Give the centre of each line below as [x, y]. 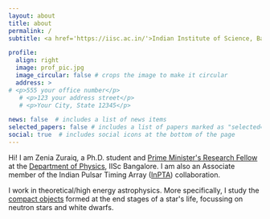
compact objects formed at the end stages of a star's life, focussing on [126, 199]
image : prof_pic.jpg [50, 68]
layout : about [32, 16]
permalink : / [30, 31]
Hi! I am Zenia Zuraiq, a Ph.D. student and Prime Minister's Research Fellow [133, 157]
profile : [23, 53]
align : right [37, 60]
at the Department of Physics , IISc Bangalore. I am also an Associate [122, 166]
